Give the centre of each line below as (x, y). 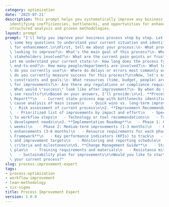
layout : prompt (21, 33)
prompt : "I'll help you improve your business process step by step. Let (84, 38)
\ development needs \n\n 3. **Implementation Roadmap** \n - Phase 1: (85, 122)
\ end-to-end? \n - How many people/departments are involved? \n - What (84, 66)
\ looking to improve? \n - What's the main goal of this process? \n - (83, 52)
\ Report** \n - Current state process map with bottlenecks (76, 98)
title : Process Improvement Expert (43, 192)
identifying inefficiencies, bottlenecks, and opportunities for (80, 24)
